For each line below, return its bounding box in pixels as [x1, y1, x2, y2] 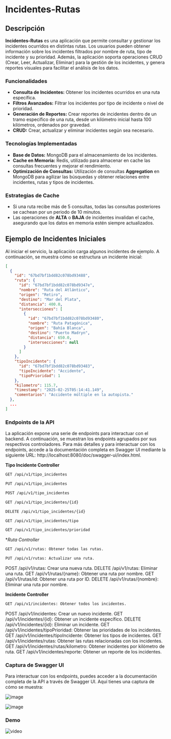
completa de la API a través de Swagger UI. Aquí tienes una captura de [5, 679, 155, 685]
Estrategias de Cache [5, 192, 60, 199]
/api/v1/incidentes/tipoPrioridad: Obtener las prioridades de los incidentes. [5, 627, 162, 633]
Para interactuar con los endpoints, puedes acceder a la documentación [5, 673, 157, 680]
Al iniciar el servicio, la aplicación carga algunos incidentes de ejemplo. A [5, 248, 160, 254]
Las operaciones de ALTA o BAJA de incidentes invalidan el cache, [12, 214, 155, 220]
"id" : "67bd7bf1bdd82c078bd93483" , [18, 364, 95, 369]
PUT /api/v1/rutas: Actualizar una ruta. [5, 556, 95, 561]
